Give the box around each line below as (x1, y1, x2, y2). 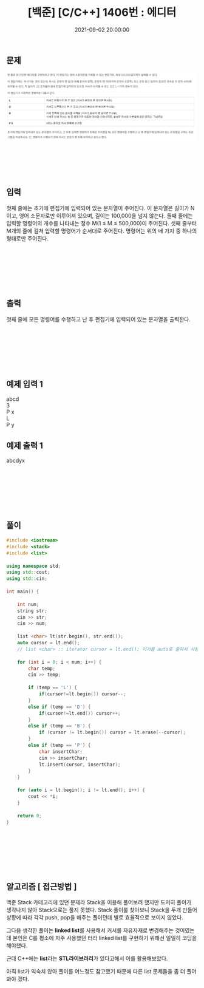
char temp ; (28, 666, 56, 672)
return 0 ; (17, 813, 42, 819)
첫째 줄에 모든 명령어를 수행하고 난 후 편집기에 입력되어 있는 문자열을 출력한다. (6, 315, 191, 322)
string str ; (17, 608, 47, 614)
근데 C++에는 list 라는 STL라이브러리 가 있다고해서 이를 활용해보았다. (6, 955, 168, 962)
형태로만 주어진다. (6, 234, 49, 242)
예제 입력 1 (6, 379, 44, 389)
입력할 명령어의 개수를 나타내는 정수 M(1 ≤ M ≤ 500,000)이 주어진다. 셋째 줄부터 (6, 219, 197, 227)
